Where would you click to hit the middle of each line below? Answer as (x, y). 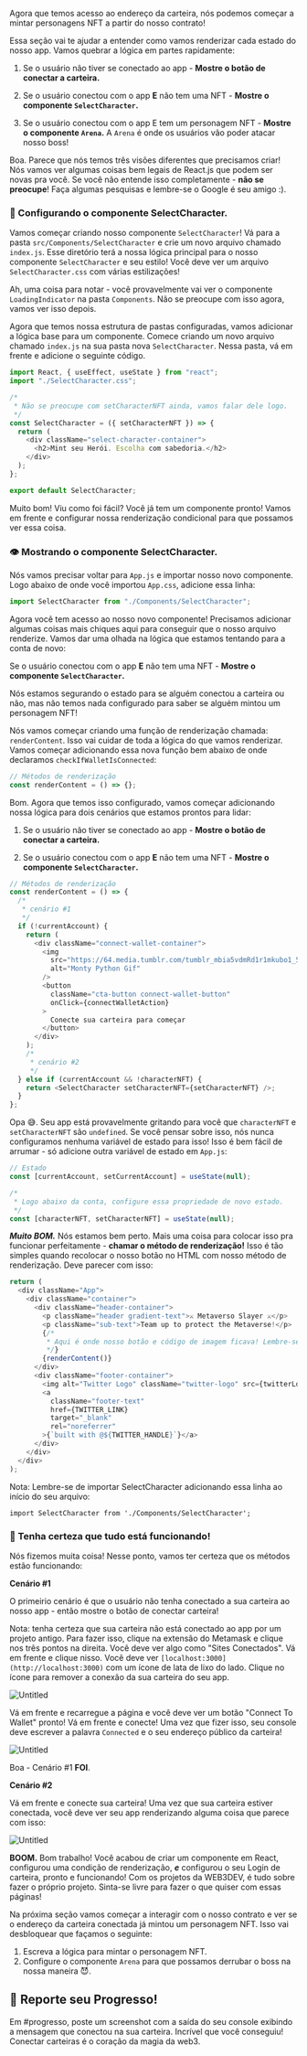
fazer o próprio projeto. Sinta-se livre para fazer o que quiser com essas (145, 1887)
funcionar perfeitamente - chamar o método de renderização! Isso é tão (147, 1246)
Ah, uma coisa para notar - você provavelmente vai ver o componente (141, 289)
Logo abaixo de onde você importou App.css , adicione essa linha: (132, 584)
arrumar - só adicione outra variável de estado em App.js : (118, 1151)
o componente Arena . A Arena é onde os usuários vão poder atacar (149, 133)
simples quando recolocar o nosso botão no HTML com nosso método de (148, 1256)
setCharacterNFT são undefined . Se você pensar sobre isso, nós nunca (142, 1132)
